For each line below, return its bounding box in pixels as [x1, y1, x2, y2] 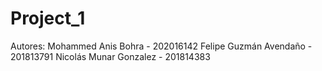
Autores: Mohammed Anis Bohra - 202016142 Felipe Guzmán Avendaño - [10, 40, 313, 52]
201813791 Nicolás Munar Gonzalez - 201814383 [10, 50, 211, 62]
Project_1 [10, 7, 86, 30]
